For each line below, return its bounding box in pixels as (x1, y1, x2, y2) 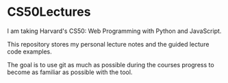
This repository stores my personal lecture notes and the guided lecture (7, 40, 210, 48)
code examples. (7, 47, 53, 56)
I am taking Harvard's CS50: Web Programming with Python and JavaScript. (7, 27, 222, 35)
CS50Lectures (7, 4, 91, 20)
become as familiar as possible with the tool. (7, 68, 133, 76)
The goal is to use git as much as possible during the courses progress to (7, 60, 214, 69)
